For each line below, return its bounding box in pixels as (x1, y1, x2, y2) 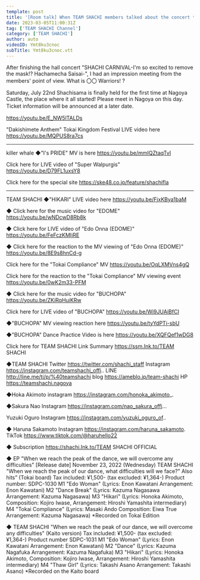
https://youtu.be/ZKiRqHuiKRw (6, 296, 82, 303)
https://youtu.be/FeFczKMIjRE (6, 231, 80, 239)
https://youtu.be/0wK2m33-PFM (6, 278, 86, 286)
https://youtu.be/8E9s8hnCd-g (6, 249, 82, 256)
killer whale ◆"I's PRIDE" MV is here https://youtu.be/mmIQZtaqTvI (6, 149, 171, 156)
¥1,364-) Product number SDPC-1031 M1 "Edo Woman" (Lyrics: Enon (6, 536, 174, 543)
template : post (6, 8, 44, 15)
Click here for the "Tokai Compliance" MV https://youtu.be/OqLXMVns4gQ (6, 261, 189, 268)
